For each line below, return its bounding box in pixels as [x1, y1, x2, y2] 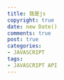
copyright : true [7, 17, 54, 24]
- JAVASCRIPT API [7, 62, 58, 69]
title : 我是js [7, 10, 47, 17]
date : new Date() [7, 23, 58, 30]
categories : [7, 42, 42, 49]
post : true [7, 36, 39, 43]
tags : [7, 56, 23, 63]
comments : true [7, 29, 51, 37]
